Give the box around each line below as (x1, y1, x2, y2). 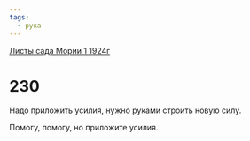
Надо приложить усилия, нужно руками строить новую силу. (9, 105, 242, 115)
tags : (9, 12, 29, 22)
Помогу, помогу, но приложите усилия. (9, 122, 159, 133)
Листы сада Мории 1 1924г (9, 45, 111, 56)
